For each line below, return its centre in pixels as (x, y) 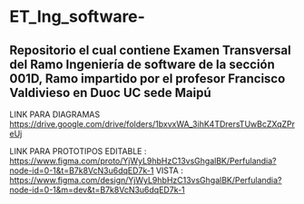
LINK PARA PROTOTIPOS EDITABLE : (78, 151)
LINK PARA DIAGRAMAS (55, 114)
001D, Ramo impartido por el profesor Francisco (147, 78)
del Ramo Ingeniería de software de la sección (142, 64)
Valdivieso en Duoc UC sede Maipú (110, 92)
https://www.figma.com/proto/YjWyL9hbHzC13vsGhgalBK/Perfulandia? (143, 161)
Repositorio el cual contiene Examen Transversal (151, 50)
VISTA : (169, 170)
